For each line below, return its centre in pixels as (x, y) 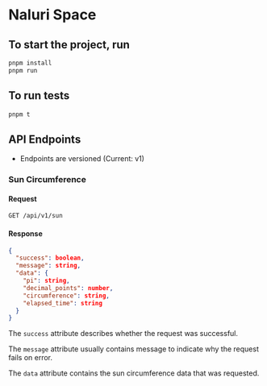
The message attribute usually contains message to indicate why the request (134, 349)
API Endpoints (45, 139)
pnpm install (30, 63)
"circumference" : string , (67, 296)
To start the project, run (69, 45)
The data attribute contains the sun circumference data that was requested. (134, 373)
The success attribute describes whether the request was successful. (123, 334)
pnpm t (19, 114)
